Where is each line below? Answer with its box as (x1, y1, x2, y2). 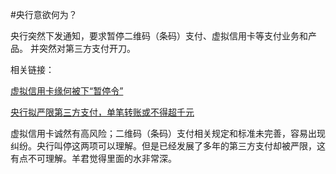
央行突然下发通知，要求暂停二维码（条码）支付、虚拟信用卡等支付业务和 (10, 30, 308, 42)
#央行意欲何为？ (10, 9, 78, 20)
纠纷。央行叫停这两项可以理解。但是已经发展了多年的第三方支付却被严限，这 (10, 140, 326, 152)
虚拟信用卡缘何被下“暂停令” (10, 85, 124, 97)
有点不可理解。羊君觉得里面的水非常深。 (10, 153, 177, 164)
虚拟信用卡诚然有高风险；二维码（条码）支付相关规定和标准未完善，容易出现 (10, 128, 326, 139)
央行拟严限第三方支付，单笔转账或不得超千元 (10, 106, 195, 118)
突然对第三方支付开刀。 (38, 43, 136, 54)
